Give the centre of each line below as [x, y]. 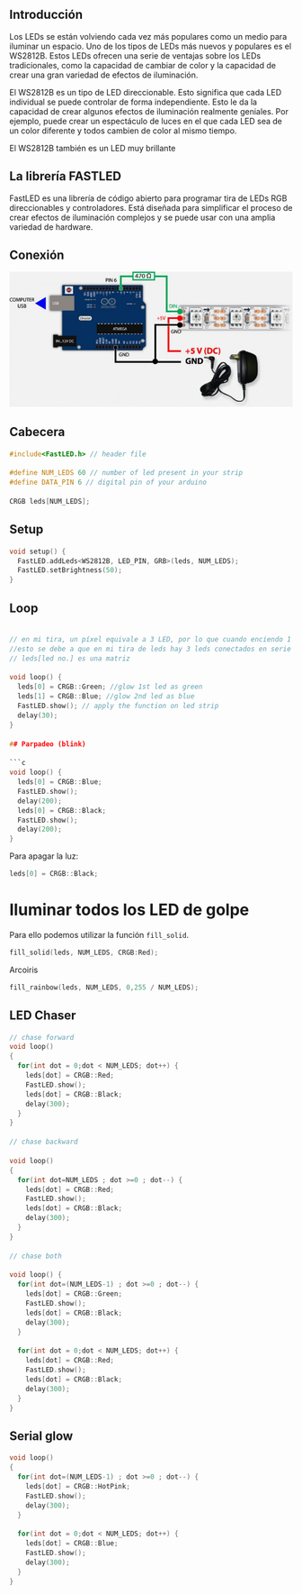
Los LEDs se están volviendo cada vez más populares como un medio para [148, 36]
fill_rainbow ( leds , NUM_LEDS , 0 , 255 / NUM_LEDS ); [104, 987]
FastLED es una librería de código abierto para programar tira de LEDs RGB [148, 198]
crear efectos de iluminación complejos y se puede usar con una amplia [142, 217]
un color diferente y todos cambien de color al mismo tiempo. [123, 131]
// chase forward [42, 1037]
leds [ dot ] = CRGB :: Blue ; [72, 1544]
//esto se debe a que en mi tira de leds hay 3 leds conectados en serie [151, 649]
